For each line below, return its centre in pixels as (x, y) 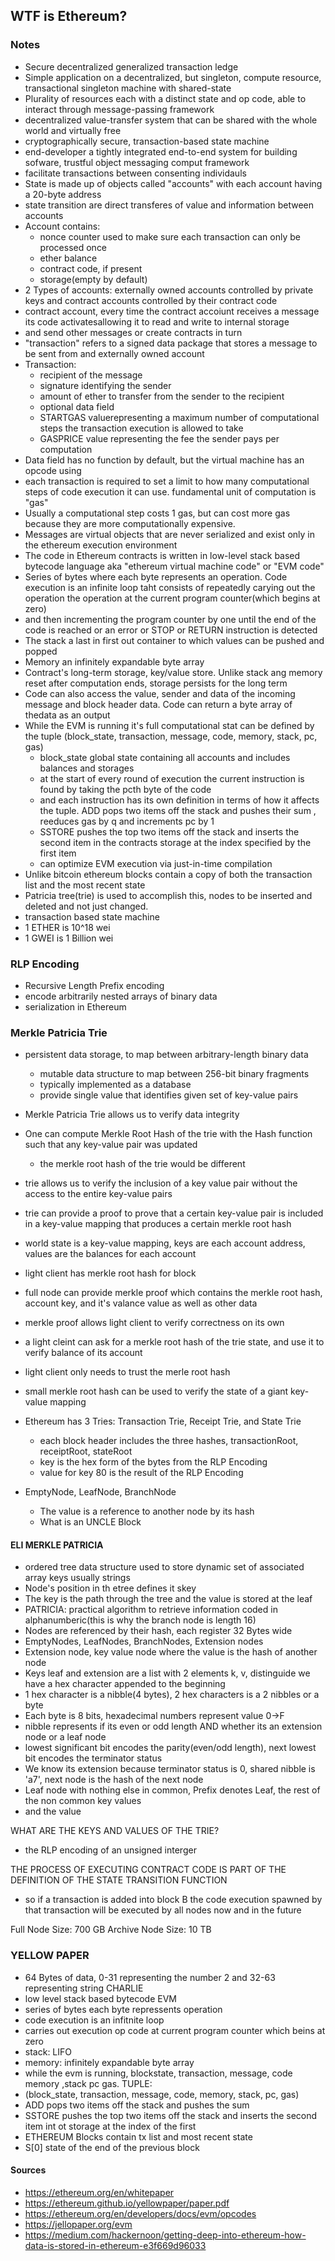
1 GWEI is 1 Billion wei (69, 938)
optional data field (77, 406)
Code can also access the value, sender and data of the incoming (160, 693)
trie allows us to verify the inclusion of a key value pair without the (161, 1183)
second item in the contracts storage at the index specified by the (175, 842)
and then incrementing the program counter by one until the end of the (170, 619)
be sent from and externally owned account (114, 353)
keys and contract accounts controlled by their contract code (151, 300)
